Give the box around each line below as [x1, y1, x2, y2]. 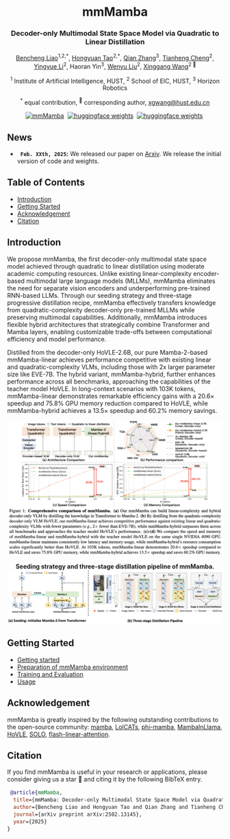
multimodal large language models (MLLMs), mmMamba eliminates [26, 277, 216, 285]
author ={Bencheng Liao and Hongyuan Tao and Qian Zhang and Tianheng [13, 804, 216, 811]
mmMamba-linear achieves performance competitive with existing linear [7, 355, 212, 364]
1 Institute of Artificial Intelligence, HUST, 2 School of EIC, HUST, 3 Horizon [10, 75, 220, 85]
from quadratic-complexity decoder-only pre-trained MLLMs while [7, 305, 195, 314]
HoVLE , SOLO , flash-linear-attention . [7, 730, 111, 738]
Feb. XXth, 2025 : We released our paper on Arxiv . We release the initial [20, 149, 222, 158]
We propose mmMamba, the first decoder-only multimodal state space [7, 255, 207, 263]
